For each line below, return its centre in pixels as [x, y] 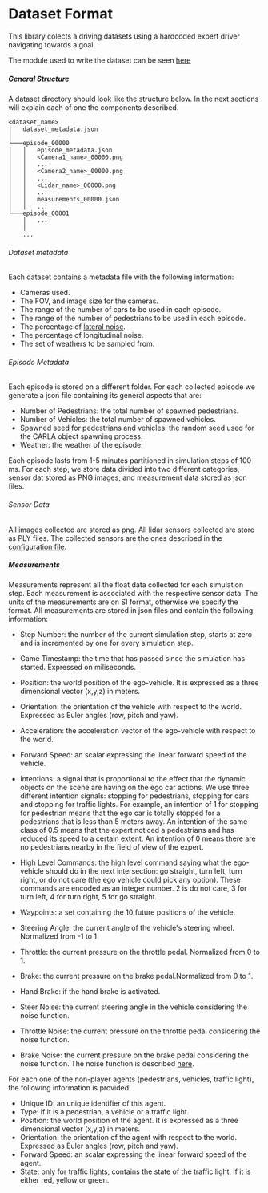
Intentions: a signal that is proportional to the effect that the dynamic [133, 779]
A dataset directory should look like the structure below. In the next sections [134, 99]
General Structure [39, 79]
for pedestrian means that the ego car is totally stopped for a [120, 813]
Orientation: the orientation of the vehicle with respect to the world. [131, 707]
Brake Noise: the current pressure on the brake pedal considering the [134, 1055]
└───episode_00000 [39, 143]
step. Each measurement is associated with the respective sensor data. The [133, 594]
